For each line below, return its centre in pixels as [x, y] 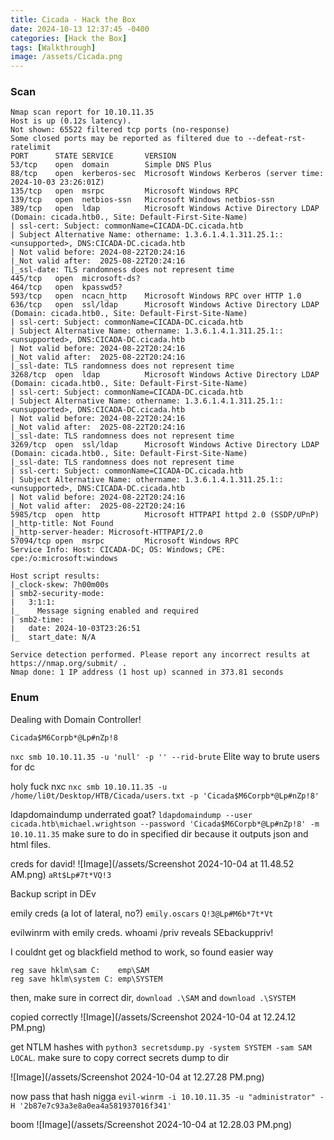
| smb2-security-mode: [57, 594]
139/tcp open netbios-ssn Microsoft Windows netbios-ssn [142, 200]
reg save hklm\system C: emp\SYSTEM [86, 979]
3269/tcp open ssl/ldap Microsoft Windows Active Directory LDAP [165, 445]
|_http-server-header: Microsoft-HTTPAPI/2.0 [106, 532]
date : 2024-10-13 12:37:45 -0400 [80, 29]
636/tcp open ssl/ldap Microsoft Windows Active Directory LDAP [165, 305]
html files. [30, 844]
